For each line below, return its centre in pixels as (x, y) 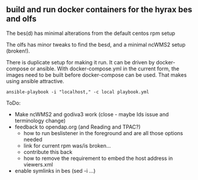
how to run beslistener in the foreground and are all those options (103, 133)
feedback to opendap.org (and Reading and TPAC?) (77, 127)
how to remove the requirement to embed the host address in (98, 158)
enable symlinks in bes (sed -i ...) (55, 171)
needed (33, 139)
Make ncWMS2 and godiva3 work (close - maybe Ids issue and (92, 114)
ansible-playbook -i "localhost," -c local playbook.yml (78, 92)
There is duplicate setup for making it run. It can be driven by (80, 62)
